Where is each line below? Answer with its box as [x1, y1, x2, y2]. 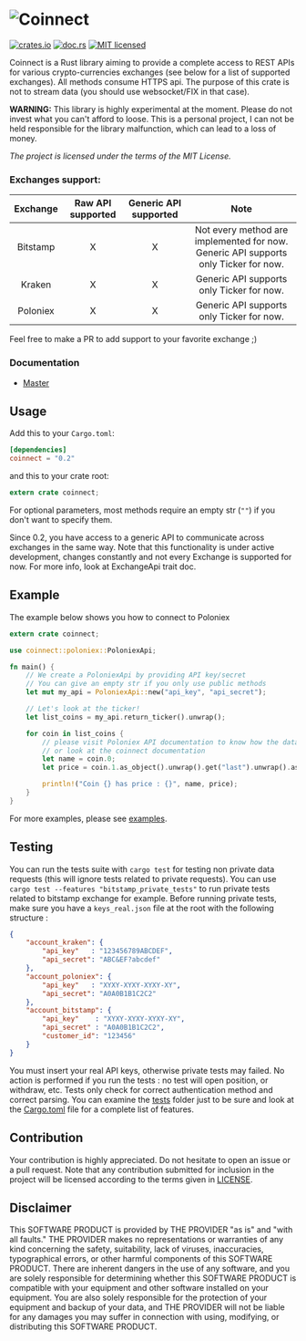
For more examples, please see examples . [9, 813, 168, 824]
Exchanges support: [9, 173, 102, 186]
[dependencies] [9, 445, 67, 455]
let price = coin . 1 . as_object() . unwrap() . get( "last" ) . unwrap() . [42, 763, 291, 773]
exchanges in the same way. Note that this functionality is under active [9, 541, 275, 552]
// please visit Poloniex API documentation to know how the [42, 737, 280, 747]
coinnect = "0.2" [9, 454, 76, 463]
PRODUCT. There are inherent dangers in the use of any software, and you [9, 1263, 290, 1274]
